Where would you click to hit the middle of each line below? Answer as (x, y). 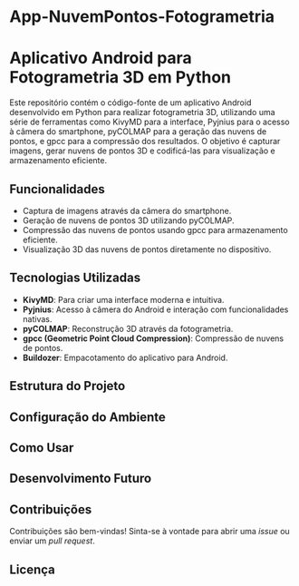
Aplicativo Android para (101, 59)
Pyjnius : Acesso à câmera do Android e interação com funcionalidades (155, 309)
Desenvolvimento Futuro (81, 479)
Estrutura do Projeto (68, 386)
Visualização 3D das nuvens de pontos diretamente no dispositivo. (147, 249)
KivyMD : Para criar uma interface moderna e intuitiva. (123, 299)
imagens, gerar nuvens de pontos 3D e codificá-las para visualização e (142, 151)
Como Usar (42, 448)
